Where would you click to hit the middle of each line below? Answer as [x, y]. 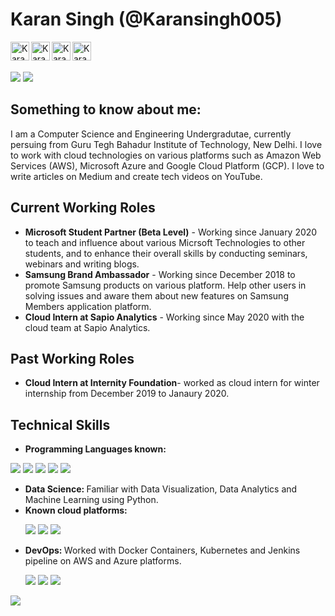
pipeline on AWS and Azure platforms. [103, 561]
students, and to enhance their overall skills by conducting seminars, [166, 253]
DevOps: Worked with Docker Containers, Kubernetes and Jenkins [162, 550]
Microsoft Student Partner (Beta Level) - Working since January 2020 [171, 232]
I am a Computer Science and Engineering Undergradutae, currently [151, 134]
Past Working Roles [72, 358]
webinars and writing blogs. [82, 264]
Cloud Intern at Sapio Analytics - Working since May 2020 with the [164, 317]
